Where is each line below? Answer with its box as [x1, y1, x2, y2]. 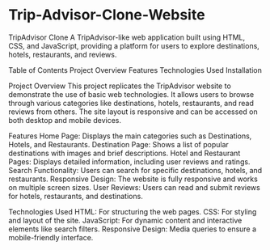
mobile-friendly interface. [8, 232, 94, 242]
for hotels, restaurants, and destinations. [8, 191, 143, 201]
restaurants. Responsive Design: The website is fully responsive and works [8, 174, 259, 184]
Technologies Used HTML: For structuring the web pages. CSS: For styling [8, 206, 257, 216]
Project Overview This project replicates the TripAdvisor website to [8, 81, 232, 91]
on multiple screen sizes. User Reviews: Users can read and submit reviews [8, 182, 260, 192]
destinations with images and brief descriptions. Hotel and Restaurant [8, 148, 241, 158]
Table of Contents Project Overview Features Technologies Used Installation [8, 65, 263, 74]
